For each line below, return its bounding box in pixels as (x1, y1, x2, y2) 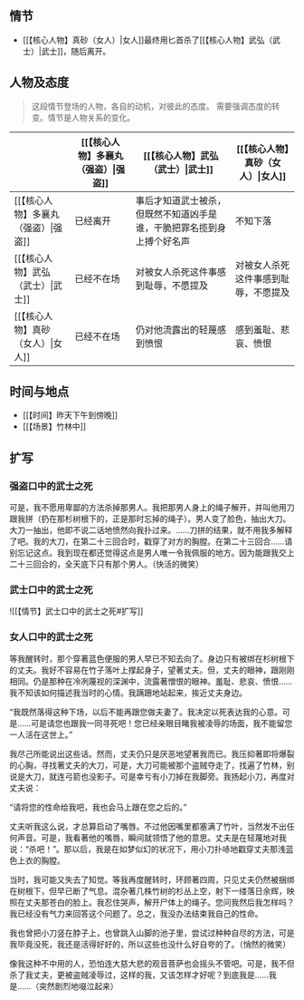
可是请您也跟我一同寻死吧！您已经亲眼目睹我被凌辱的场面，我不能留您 (31, 717, 293, 728)
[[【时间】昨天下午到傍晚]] (22, 410, 119, 421)
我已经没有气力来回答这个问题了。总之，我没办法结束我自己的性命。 (9, 908, 263, 918)
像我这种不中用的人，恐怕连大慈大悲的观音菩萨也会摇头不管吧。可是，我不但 (9, 957, 295, 968)
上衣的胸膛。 (16, 855, 65, 866)
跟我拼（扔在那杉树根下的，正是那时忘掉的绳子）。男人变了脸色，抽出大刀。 (9, 513, 291, 524)
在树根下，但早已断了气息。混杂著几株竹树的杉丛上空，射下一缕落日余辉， (9, 885, 287, 896)
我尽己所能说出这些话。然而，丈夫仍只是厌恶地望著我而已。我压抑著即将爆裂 (9, 748, 295, 759)
